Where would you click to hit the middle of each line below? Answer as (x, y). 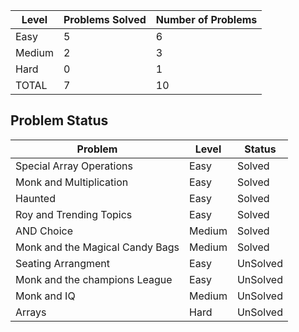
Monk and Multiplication (72, 182)
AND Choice (44, 231)
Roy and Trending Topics (74, 214)
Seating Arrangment (63, 263)
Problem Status (59, 120)
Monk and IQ (45, 296)
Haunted (35, 198)
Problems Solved (105, 19)
